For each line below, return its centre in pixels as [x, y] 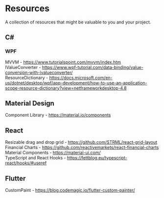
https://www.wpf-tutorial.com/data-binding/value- [93, 67]
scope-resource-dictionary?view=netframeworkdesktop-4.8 [66, 88]
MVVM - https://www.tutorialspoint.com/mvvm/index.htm [63, 62]
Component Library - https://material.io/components [58, 115]
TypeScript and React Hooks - [35, 158]
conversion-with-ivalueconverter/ [39, 72]
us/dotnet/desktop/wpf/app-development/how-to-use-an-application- [76, 83]
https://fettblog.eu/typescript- [97, 158]
